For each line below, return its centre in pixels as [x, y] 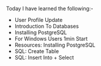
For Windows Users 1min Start [51, 39]
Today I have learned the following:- [50, 9]
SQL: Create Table [37, 51]
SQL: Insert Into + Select [44, 57]
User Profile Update [38, 20]
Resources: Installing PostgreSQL [55, 45]
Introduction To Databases [47, 26]
